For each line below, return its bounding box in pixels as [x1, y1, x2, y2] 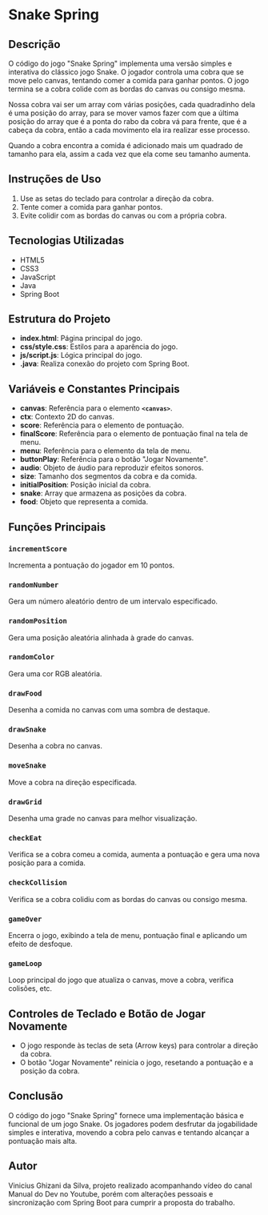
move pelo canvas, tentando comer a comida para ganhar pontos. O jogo [8, 76, 250, 85]
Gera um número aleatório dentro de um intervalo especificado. [8, 596, 218, 606]
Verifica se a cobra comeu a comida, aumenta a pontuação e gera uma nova [8, 850, 260, 860]
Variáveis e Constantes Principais [8, 382, 180, 395]
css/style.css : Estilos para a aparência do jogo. [19, 342, 178, 351]
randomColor [8, 652, 55, 662]
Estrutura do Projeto [8, 312, 111, 326]
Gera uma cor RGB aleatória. [8, 668, 102, 678]
